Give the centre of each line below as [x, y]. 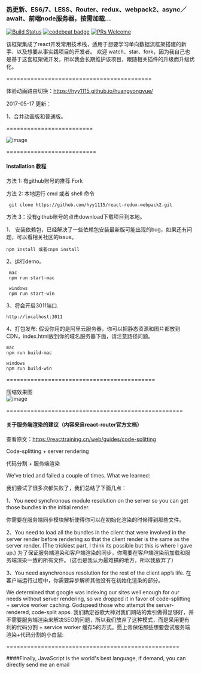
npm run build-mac [29, 353]
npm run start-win [32, 294]
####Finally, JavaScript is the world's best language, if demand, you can [96, 658]
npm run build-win [29, 368]
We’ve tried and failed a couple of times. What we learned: [78, 475]
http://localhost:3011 [34, 317]
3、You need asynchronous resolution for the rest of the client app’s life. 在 [99, 573]
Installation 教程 [26, 166]
